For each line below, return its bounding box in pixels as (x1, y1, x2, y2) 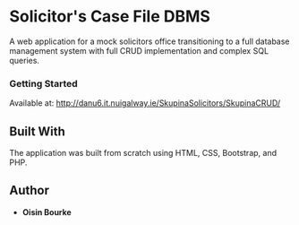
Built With (9, 124, 65, 139)
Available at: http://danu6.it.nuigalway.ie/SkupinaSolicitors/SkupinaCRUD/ (9, 98, 281, 108)
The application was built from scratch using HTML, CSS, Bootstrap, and (9, 148, 278, 159)
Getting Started (9, 77, 78, 90)
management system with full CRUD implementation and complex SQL (9, 45, 269, 56)
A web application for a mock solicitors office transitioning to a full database (9, 36, 290, 47)
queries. (9, 55, 40, 65)
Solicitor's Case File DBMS (9, 6, 210, 27)
